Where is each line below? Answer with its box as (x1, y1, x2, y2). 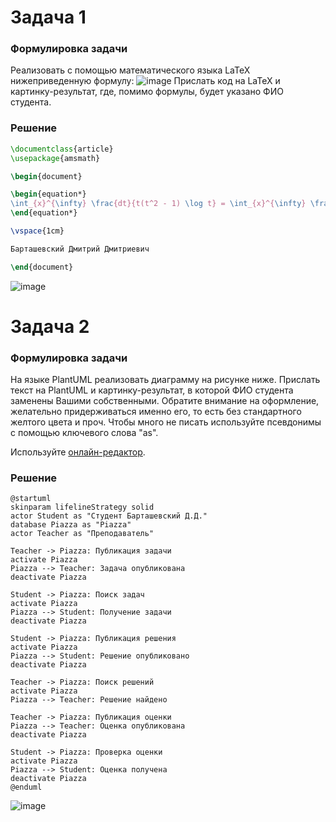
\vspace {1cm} (10, 226, 65, 236)
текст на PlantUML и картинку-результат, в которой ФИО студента (10, 384, 294, 396)
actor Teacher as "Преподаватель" (10, 529, 155, 539)
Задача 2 (10, 315, 90, 338)
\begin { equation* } (10, 189, 87, 200)
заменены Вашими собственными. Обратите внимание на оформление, (10, 395, 320, 407)
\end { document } (10, 262, 74, 272)
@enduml (10, 782, 43, 793)
